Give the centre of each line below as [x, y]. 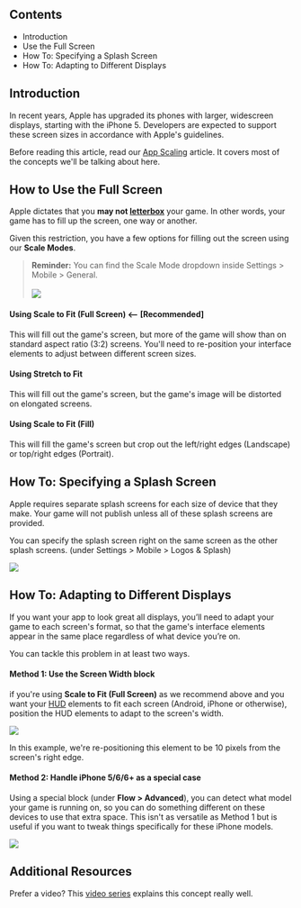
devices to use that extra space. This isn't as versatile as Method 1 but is [143, 817]
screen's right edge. [47, 757]
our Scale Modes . [43, 248]
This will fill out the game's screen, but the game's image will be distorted [146, 394]
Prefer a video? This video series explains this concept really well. [131, 893]
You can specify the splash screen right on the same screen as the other [144, 540]
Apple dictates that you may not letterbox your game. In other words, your [147, 212]
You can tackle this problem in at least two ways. [100, 653]
